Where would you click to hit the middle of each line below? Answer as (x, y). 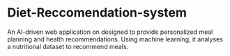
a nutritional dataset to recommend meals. (68, 46)
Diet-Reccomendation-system (97, 13)
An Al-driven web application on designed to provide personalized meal (110, 32)
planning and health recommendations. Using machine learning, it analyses (115, 39)
